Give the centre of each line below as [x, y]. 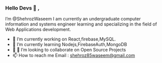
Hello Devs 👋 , [22, 8]
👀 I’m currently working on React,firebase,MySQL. [64, 39]
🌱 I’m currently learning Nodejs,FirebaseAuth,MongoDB [70, 44]
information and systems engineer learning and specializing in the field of [81, 24]
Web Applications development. [38, 29]
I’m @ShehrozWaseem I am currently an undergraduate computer [73, 19]
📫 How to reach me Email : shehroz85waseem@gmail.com [74, 55]
